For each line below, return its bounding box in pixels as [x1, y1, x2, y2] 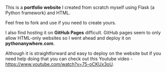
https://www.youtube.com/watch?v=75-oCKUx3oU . [5, 61, 114, 67]
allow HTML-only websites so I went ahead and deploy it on [5, 35, 131, 41]
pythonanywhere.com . [5, 40, 55, 46]
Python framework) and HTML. [5, 10, 70, 16]
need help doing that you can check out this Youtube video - [5, 56, 133, 62]
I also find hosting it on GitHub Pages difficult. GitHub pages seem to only [5, 30, 161, 35]
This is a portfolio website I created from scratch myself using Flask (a [5, 5, 155, 10]
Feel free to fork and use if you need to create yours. [5, 20, 116, 26]
